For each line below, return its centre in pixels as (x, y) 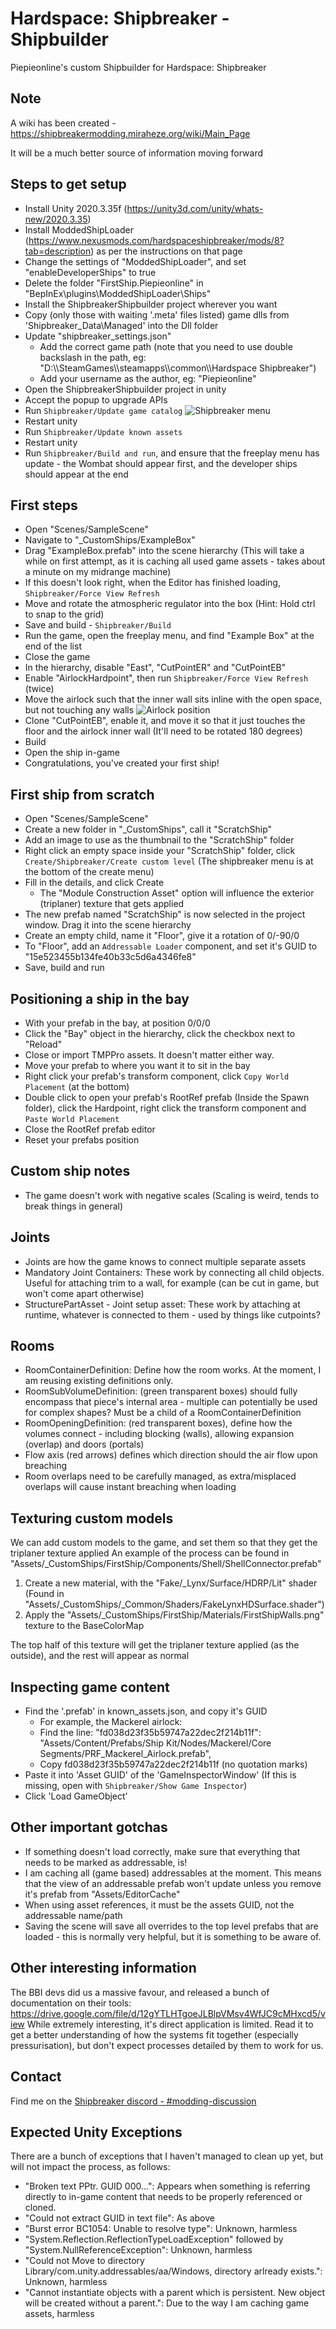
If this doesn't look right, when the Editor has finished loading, (152, 583)
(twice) (39, 689)
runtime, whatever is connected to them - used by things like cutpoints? (172, 1314)
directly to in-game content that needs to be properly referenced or (163, 2197)
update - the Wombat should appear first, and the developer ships (161, 463)
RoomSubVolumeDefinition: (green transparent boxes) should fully (161, 1391)
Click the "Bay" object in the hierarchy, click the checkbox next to (160, 1033)
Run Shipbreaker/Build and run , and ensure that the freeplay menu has (172, 453)
